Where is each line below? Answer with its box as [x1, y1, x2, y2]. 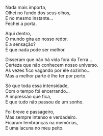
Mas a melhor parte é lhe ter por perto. [5, 73, 87, 78]
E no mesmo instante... [5, 15, 54, 21]
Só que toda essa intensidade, [5, 83, 69, 89]
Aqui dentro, [5, 31, 32, 36]
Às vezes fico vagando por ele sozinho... [5, 67, 91, 73]
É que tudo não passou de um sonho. [5, 99, 84, 105]
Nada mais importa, [5, 5, 47, 10]
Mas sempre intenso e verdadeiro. [5, 114, 78, 120]
